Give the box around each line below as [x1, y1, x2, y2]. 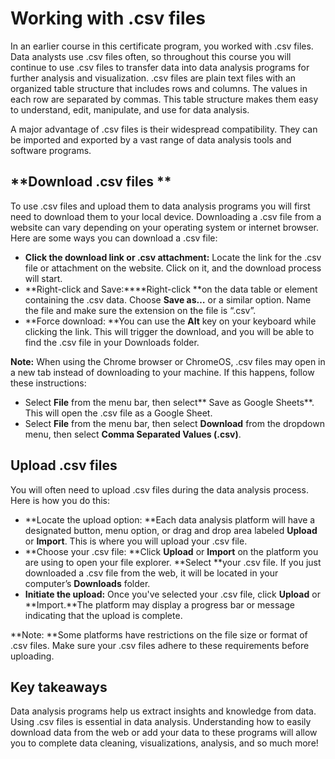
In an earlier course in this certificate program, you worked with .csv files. [10, 40, 314, 52]
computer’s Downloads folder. [24, 577, 151, 589]
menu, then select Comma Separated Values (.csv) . [24, 428, 242, 440]
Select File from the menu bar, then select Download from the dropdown [24, 417, 325, 429]
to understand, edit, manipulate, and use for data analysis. [10, 103, 250, 116]
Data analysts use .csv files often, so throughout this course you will [10, 50, 292, 62]
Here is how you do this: [10, 494, 111, 506]
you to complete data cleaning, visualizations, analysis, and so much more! [10, 737, 319, 749]
